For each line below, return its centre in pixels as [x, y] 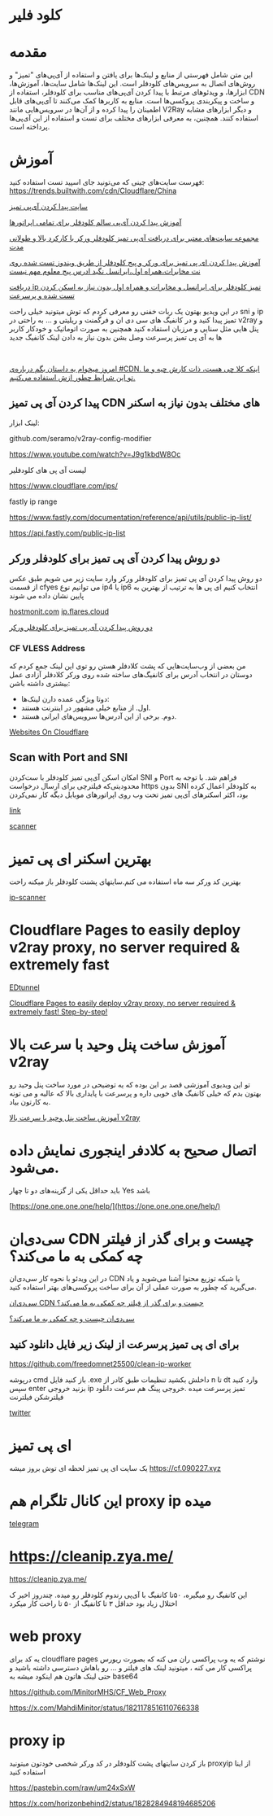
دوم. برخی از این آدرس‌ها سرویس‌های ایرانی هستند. [99, 716]
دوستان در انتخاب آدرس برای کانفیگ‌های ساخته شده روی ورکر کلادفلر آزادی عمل [131, 674]
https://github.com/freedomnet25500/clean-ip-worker [100, 1364]
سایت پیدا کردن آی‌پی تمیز [49, 207]
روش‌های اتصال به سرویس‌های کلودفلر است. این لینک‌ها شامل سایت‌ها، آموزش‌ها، [132, 84]
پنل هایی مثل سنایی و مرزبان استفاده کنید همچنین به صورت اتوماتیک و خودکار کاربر [134, 329]
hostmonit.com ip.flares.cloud [59, 611]
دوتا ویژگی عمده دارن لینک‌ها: [65, 698]
